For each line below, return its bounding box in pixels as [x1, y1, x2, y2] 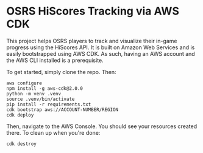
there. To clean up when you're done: [6, 129, 101, 136]
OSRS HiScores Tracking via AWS [6, 4, 180, 18]
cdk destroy [6, 141, 37, 147]
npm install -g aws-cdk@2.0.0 [6, 85, 84, 92]
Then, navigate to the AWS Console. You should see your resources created [6, 123, 197, 130]
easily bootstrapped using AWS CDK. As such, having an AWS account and [6, 50, 195, 57]
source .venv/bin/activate [6, 96, 75, 102]
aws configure [6, 80, 43, 86]
